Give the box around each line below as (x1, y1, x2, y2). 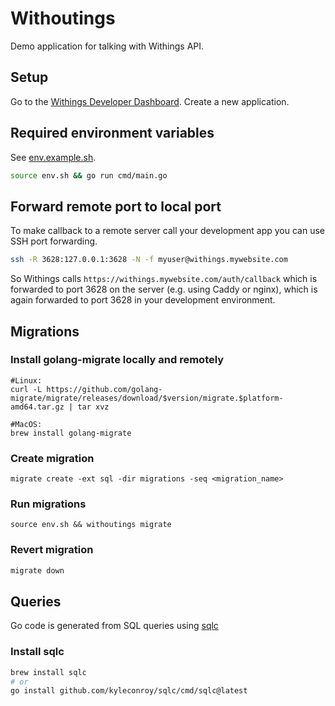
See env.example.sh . (10, 151, 97, 163)
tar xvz (77, 402, 110, 412)
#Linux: (10, 375, 43, 386)
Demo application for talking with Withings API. (10, 40, 205, 52)
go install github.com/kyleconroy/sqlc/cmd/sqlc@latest (10, 686, 248, 696)
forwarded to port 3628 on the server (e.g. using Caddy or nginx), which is (10, 283, 318, 296)
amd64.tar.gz (10, 402, 65, 412)
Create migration (10, 451, 95, 465)
